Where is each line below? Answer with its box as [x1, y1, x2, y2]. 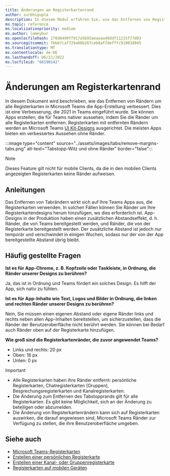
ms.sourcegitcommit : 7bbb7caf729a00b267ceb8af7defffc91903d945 [5, 41, 142, 46]
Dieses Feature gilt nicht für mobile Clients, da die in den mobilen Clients [5, 166, 157, 172]
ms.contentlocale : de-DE [5, 50, 58, 55]
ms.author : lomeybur [5, 31, 49, 36]
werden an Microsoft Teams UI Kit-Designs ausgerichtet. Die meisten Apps [5, 125, 162, 131]
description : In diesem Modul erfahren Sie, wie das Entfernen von [5, 17, 151, 22]
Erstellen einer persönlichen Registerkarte [12, 454, 100, 460]
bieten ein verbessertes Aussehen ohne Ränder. [5, 131, 105, 137]
